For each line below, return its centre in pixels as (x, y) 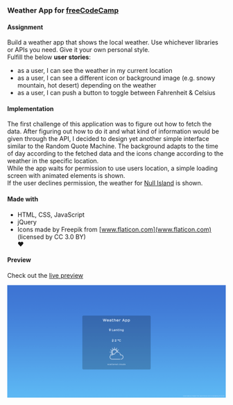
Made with (23, 199)
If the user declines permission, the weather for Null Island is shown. (105, 183)
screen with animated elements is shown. (66, 176)
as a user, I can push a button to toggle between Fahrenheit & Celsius (116, 93)
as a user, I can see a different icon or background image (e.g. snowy (116, 78)
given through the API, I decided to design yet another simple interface (108, 139)
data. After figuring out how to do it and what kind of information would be (113, 131)
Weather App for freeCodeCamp (63, 10)
